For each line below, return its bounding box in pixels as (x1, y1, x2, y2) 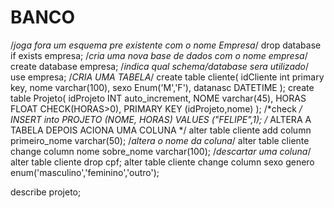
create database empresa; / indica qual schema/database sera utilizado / (10, 60, 310, 72)
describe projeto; (10, 186, 82, 198)
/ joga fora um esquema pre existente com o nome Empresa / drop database (10, 39, 322, 51)
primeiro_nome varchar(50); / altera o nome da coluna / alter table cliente (10, 134, 310, 146)
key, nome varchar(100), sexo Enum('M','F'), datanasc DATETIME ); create (10, 81, 315, 93)
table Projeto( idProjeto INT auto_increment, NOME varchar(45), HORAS (10, 92, 307, 104)
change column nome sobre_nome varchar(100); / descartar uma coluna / (10, 145, 312, 157)
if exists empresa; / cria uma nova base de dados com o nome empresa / (10, 49, 308, 61)
